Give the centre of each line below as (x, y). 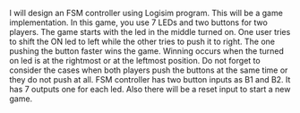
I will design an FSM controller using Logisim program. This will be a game (146, 13)
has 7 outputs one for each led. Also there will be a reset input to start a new (150, 89)
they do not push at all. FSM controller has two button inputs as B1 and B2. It (150, 79)
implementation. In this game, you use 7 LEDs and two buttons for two (139, 22)
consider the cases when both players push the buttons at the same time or (149, 70)
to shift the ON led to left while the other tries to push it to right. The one (142, 41)
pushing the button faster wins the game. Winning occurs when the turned (147, 51)
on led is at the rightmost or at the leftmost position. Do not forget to (135, 61)
